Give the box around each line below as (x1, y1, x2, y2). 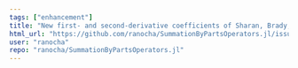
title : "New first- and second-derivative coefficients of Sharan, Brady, (9, 21, 292, 30)
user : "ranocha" (9, 37, 69, 47)
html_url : (9, 29, 46, 38)
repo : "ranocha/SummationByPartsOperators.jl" (9, 46, 184, 55)
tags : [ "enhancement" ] (9, 12, 93, 22)
